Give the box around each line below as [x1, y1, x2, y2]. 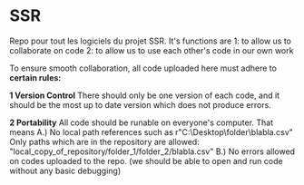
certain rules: [9, 72, 62, 83]
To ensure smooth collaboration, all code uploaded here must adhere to [9, 63, 277, 73]
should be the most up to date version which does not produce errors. [9, 99, 272, 110]
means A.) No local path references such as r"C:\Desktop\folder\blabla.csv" [9, 126, 293, 137]
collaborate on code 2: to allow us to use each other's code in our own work [9, 44, 294, 55]
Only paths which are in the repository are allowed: [9, 136, 200, 147]
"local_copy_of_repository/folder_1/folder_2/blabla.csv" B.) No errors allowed [9, 146, 296, 157]
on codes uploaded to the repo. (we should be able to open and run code [9, 155, 283, 166]
